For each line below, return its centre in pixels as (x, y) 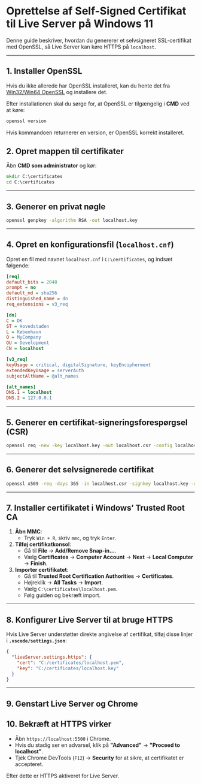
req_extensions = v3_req (37, 304)
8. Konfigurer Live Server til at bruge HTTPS (90, 619)
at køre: (16, 110)
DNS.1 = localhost (29, 393)
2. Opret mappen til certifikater (65, 151)
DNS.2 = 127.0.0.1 (29, 398)
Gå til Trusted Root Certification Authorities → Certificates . (99, 576)
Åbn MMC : (28, 532)
